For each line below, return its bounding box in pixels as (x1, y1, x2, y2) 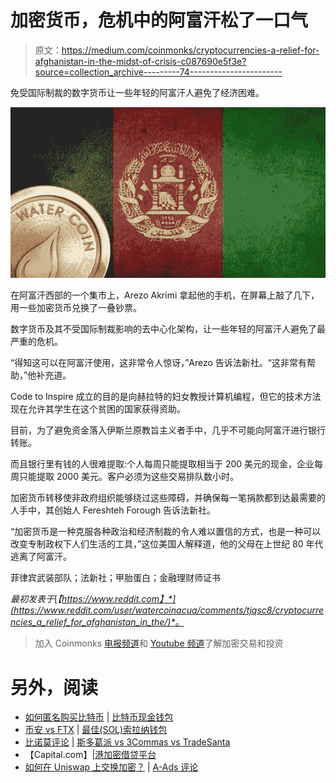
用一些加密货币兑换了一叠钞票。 (10, 302, 142, 314)
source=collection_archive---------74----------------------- (34, 66, 283, 78)
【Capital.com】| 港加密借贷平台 (24, 749, 157, 761)
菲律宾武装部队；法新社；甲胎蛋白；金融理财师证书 (10, 572, 221, 584)
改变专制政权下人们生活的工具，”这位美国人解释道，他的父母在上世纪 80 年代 (10, 538, 324, 550)
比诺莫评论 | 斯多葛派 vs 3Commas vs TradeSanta (24, 736, 231, 748)
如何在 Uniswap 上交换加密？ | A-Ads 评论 (24, 761, 199, 773)
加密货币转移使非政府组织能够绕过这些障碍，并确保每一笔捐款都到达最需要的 (10, 492, 326, 504)
